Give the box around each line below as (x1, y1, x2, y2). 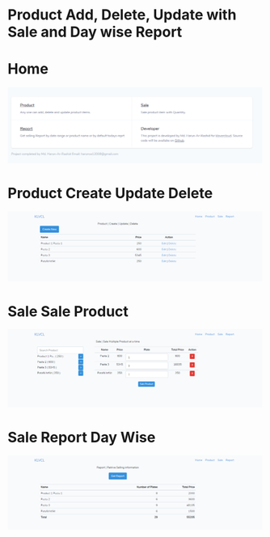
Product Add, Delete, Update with (7, 6, 237, 24)
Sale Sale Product (7, 302, 129, 320)
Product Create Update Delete (7, 184, 213, 203)
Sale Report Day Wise (7, 428, 156, 446)
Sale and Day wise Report (7, 23, 183, 41)
